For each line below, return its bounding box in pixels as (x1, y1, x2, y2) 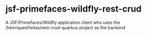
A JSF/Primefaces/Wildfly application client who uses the (5, 19, 120, 25)
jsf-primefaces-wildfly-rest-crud (5, 3, 142, 15)
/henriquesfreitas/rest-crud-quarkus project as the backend (5, 24, 126, 30)
